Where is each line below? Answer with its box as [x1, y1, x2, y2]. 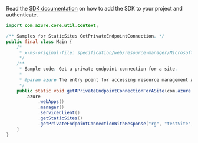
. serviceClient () [37, 110, 81, 116]
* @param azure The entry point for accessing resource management [19, 77, 189, 83]
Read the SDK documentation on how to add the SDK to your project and [6, 5, 183, 12]
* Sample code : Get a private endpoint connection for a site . [19, 66, 178, 72]
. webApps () [37, 99, 65, 105]
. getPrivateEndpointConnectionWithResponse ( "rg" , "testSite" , [37, 121, 194, 127]
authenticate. [6, 11, 38, 18]
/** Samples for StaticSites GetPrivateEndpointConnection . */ [6, 33, 165, 39]
